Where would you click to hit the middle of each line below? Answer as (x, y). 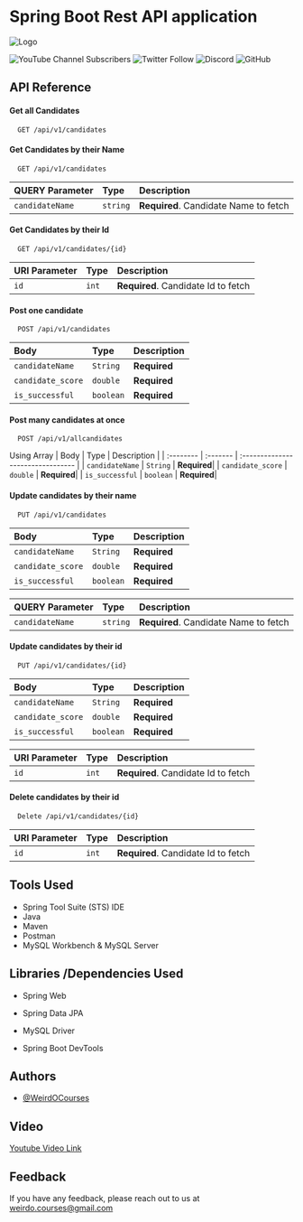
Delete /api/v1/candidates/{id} (78, 816)
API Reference (50, 88)
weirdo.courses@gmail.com (61, 1208)
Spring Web (44, 995)
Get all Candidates (45, 110)
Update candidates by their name (73, 495)
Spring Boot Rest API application (133, 17)
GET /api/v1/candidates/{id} (72, 249)
